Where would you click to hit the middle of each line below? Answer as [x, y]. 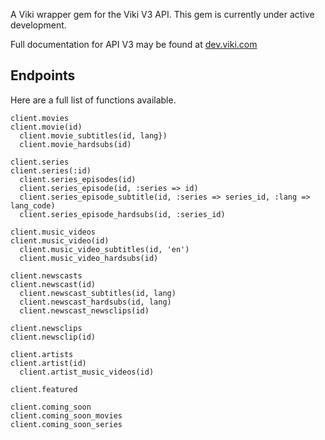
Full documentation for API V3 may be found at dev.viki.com [134, 44]
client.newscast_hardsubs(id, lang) [95, 302]
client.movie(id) [46, 127]
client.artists [42, 354]
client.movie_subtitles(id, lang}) [93, 135]
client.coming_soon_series [66, 424]
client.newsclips [46, 328]
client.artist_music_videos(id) [87, 372]
